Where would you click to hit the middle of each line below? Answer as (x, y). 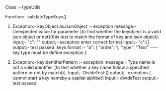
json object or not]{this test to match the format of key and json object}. (86, 37)
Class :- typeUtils (23, 7)
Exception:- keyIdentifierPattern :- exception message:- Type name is (84, 62)
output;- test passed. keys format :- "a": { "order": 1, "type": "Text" (81, 47)
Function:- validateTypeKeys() (36, 17)
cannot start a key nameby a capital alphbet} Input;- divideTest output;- (85, 78)
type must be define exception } (54, 52)
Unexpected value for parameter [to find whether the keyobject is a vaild (87, 31)
